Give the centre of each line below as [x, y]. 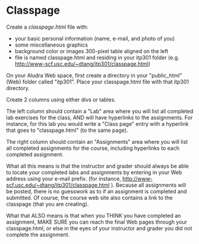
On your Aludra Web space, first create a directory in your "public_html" [94, 75]
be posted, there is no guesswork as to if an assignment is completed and [97, 191]
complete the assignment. [38, 234]
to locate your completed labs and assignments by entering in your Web [94, 172]
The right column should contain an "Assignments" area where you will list [97, 141]
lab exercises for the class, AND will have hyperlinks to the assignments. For [99, 118]
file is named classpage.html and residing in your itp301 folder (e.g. [97, 57]
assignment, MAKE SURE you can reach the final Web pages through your [97, 222]
